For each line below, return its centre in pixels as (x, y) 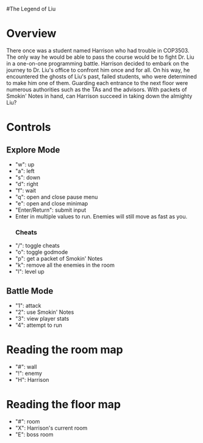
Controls (29, 127)
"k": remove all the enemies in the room (65, 265)
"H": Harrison (32, 379)
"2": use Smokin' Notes (45, 312)
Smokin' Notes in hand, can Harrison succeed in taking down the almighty (99, 96)
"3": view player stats (42, 319)
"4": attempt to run (38, 325)
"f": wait (26, 190)
